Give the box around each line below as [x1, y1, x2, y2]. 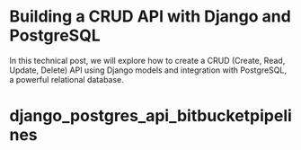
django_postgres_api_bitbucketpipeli [9, 106, 292, 127]
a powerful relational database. [9, 74, 124, 84]
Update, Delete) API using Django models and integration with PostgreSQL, [9, 65, 288, 75]
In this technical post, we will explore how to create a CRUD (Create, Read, [9, 55, 286, 66]
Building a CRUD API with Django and [9, 6, 292, 27]
